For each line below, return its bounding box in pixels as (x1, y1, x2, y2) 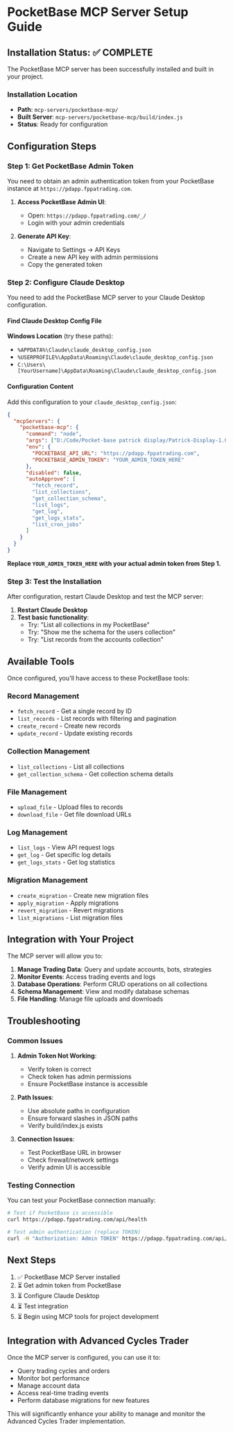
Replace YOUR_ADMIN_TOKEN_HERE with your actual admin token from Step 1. (7, 559, 221, 567)
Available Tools (7, 656, 75, 667)
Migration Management (7, 876, 88, 885)
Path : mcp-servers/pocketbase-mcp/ (17, 106, 119, 114)
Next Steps (7, 1254, 56, 1266)
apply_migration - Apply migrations (17, 899, 119, 907)
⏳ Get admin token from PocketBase (17, 1281, 121, 1289)
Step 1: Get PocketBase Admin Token (7, 161, 134, 171)
